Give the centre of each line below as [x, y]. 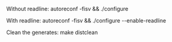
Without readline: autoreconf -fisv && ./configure [67, 9]
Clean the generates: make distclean [52, 32]
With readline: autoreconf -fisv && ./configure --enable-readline [86, 20]
